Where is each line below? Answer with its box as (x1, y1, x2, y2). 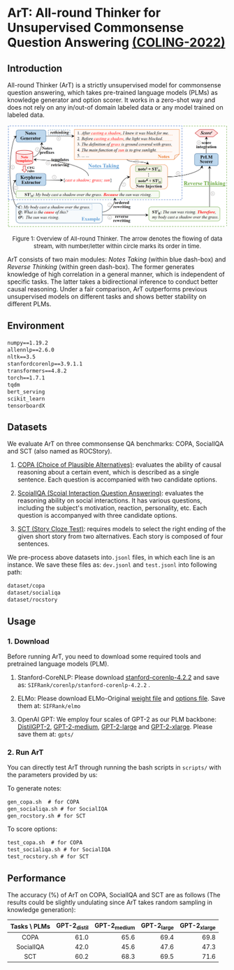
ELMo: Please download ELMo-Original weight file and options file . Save (17, 694, 226, 703)
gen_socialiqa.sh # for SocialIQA (7, 806, 108, 813)
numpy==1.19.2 (7, 339, 49, 347)
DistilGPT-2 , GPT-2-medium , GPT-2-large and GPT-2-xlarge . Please (17, 723, 213, 731)
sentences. (17, 540, 50, 548)
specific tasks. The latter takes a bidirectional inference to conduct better (7, 277, 219, 286)
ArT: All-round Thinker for (7, 5, 161, 21)
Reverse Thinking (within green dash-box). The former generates (7, 262, 195, 270)
